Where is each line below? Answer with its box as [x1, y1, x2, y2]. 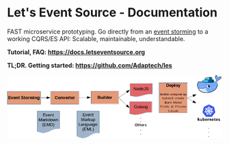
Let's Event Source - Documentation [7, 5, 217, 21]
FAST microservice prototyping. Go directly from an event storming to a [7, 27, 208, 36]
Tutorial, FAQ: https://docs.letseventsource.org [7, 48, 146, 56]
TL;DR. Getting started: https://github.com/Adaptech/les [7, 61, 172, 69]
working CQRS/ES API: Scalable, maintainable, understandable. [7, 34, 186, 42]
